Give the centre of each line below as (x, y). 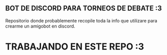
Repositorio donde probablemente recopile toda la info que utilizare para (81, 20)
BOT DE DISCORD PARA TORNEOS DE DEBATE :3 (83, 8)
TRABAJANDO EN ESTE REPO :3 (75, 47)
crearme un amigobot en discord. (40, 26)
